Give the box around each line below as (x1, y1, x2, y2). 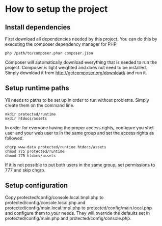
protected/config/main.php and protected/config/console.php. (5, 215, 132, 221)
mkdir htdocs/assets (5, 116, 48, 121)
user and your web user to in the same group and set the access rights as (5, 130, 154, 136)
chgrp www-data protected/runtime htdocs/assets (5, 144, 107, 149)
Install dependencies (5, 23, 71, 31)
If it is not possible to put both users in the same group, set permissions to (5, 162, 156, 168)
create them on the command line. (5, 102, 75, 108)
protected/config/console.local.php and (5, 199, 86, 205)
